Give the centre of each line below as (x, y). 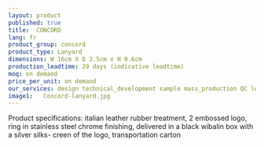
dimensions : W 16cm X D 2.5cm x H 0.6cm (75, 60)
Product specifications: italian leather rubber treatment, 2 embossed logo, (128, 118)
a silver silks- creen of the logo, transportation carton (94, 135)
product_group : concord (47, 45)
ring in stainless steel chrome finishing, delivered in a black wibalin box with (131, 127)
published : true (35, 23)
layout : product (35, 15)
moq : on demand (33, 74)
